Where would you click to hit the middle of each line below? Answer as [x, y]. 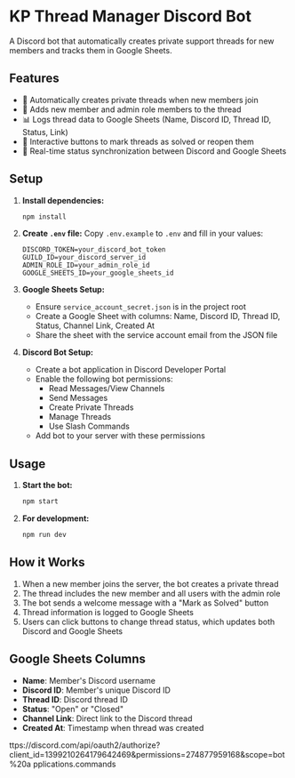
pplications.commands [74, 764]
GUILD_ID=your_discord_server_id [84, 258]
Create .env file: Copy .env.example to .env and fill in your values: [143, 234]
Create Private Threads [91, 407]
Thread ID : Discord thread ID [75, 699]
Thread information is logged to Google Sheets [108, 612]
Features [34, 79]
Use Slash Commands [89, 426]
